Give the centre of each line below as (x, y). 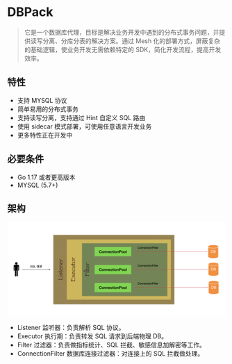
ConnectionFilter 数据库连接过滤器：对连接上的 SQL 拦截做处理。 (110, 353)
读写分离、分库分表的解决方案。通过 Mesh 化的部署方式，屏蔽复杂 (125, 41)
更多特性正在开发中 (45, 135)
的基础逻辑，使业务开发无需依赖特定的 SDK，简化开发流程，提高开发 (123, 49)
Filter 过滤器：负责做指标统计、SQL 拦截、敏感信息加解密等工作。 (111, 345)
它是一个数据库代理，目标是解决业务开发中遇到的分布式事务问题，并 (122, 32)
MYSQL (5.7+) (38, 185)
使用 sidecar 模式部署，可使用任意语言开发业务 (84, 126)
